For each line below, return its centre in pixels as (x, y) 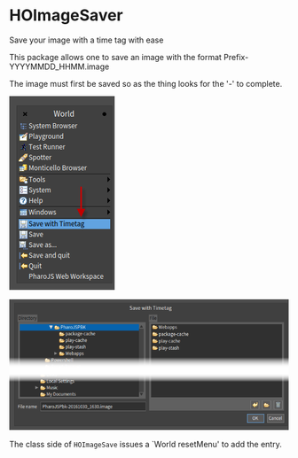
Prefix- (236, 57)
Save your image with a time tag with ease (86, 40)
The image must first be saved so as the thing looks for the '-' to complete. (146, 83)
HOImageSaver (67, 16)
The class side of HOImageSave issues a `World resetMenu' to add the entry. (145, 444)
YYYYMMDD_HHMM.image (59, 66)
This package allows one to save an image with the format (115, 57)
